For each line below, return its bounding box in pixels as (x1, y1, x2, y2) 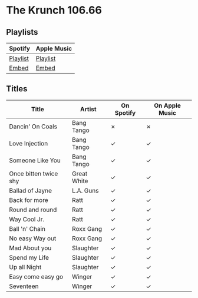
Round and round (9, 206, 57, 214)
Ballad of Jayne (9, 186, 52, 194)
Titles (6, 84, 28, 94)
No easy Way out (9, 234, 57, 242)
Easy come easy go (9, 272, 64, 280)
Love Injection (9, 139, 48, 147)
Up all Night (9, 263, 42, 271)
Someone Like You (9, 156, 61, 164)
